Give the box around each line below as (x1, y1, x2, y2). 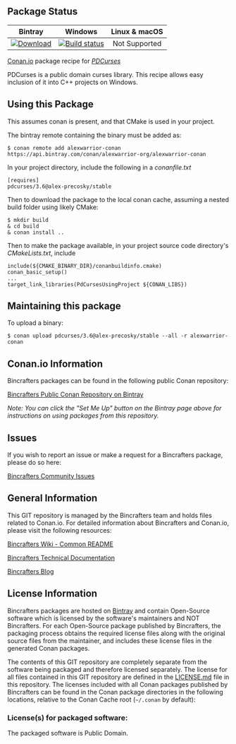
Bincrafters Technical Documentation (7, 553, 115, 562)
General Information (7, 492, 98, 504)
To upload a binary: (7, 319, 63, 327)
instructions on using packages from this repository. (7, 411, 159, 420)
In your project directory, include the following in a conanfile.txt (7, 163, 192, 172)
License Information (7, 588, 97, 600)
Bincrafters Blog (7, 567, 54, 575)
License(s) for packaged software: (7, 713, 128, 723)
